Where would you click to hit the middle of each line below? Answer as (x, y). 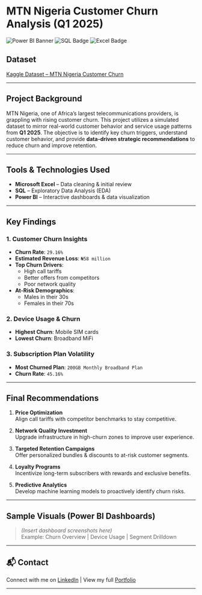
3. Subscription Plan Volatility (50, 354)
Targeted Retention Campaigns (55, 449)
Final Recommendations (53, 398)
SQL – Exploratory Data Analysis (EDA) (63, 190)
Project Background (44, 99)
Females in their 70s (49, 303)
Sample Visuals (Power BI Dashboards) (81, 516)
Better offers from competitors (62, 278)
